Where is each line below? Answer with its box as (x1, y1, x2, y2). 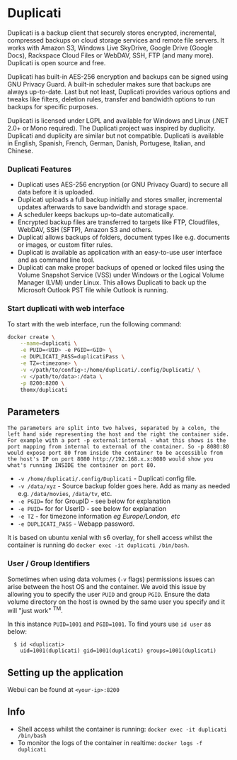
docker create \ (7, 334, 55, 341)
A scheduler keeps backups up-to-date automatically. (17, 211, 175, 219)
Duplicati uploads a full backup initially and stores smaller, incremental (17, 195, 223, 204)
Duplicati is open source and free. (7, 58, 106, 67)
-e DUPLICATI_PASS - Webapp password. (17, 519, 135, 528)
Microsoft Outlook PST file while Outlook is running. (17, 286, 168, 294)
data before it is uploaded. (17, 188, 95, 197)
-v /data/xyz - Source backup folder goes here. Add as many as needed (17, 482, 231, 490)
